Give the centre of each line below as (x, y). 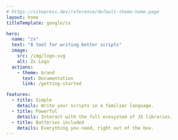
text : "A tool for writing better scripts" (67, 45)
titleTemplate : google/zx (38, 23)
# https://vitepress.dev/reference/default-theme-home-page (83, 12)
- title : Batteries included (48, 122)
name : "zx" (25, 39)
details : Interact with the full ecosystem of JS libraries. (95, 117)
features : (19, 95)
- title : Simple (32, 100)
